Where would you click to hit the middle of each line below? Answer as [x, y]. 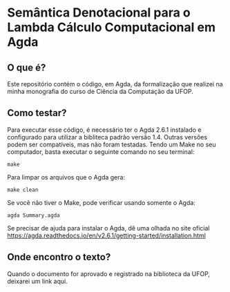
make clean [23, 190]
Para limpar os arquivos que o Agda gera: [66, 177]
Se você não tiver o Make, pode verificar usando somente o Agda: [101, 202]
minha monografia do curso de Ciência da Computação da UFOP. [100, 91]
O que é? [27, 67]
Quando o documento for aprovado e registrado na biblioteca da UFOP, [109, 273]
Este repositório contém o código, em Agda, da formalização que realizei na [115, 84]
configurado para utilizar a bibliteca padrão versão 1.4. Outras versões [107, 137]
